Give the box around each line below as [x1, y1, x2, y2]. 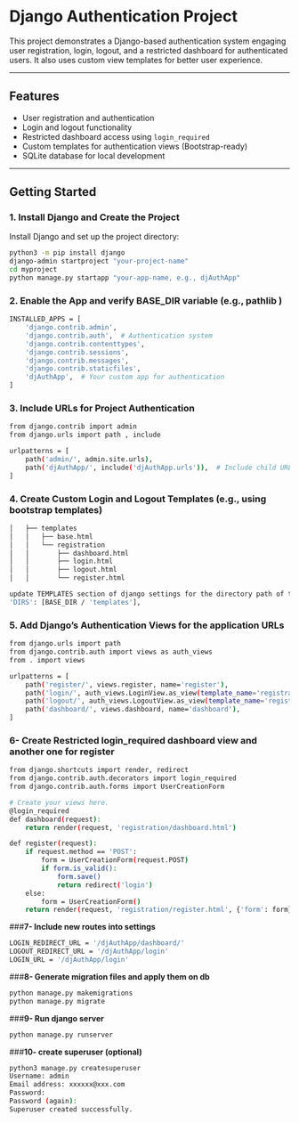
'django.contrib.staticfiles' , [25, 364, 141, 373]
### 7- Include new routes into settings [9, 922, 156, 932]
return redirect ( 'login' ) [56, 880, 153, 890]
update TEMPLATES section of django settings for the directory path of [9, 590, 285, 598]
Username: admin [9, 1071, 69, 1081]
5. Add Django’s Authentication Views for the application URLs [9, 619, 285, 631]
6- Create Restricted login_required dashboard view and [9, 734, 258, 746]
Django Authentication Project [9, 6, 238, 27]
